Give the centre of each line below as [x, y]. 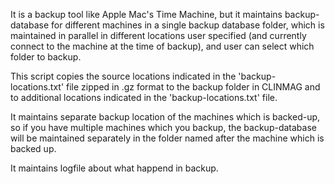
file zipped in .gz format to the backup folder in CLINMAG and [193, 87]
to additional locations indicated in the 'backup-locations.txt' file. [144, 97]
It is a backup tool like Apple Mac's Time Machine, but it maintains [146, 14]
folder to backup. [46, 57]
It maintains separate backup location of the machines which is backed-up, [165, 117]
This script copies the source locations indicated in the [123, 76]
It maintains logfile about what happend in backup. [114, 168]
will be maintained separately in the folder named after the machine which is [167, 138]
